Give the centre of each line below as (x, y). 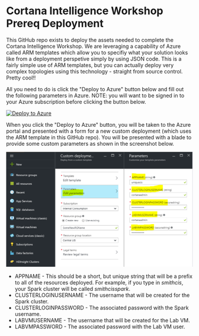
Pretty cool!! (21, 78)
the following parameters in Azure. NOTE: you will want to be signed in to (95, 95)
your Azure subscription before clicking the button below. (76, 101)
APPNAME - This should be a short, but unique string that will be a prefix (103, 276)
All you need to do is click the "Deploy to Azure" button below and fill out (95, 89)
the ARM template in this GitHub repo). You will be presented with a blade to (99, 137)
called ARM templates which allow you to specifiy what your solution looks (97, 52)
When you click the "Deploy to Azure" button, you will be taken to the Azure (99, 124)
